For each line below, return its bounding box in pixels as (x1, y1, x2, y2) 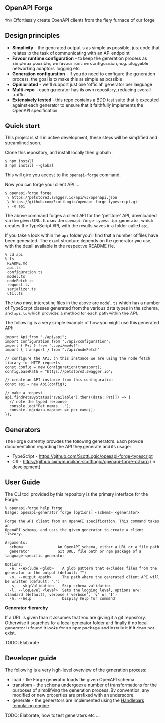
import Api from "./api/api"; (5, 335, 67, 340)
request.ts (7, 283, 29, 287)
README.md (7, 261, 27, 266)
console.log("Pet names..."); (9, 404, 71, 409)
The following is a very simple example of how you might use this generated (5, 320, 159, 326)
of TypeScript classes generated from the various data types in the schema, (5, 305, 159, 311)
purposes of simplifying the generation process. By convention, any (12, 687, 150, 693)
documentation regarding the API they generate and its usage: (5, 444, 131, 450)
